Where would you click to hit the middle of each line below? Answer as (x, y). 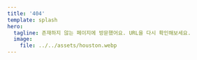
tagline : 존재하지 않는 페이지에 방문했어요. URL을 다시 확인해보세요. (102, 33)
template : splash (32, 20)
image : (23, 39)
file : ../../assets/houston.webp (68, 46)
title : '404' (26, 13)
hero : (15, 26)
